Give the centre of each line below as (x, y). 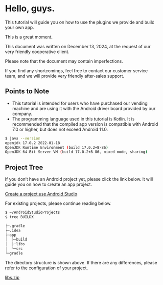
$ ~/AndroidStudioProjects (33, 213)
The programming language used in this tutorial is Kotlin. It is (73, 119)
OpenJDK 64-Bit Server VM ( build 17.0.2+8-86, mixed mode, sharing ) (76, 152)
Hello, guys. (30, 9)
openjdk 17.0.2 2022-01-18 (33, 143)
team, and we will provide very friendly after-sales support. (65, 76)
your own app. (20, 27)
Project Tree (24, 167)
